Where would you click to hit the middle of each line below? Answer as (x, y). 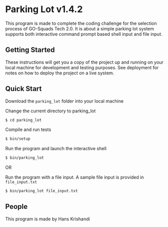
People (16, 207)
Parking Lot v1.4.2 (44, 9)
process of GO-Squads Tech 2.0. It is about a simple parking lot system (80, 28)
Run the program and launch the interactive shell (56, 149)
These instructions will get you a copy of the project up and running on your (84, 62)
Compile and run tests (28, 129)
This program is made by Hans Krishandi (48, 219)
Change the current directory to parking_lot (51, 111)
